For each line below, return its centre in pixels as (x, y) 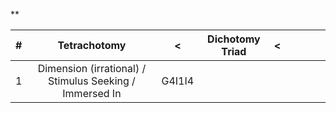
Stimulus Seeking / (92, 81)
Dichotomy (234, 39)
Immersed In (92, 93)
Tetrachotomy (92, 45)
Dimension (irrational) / (92, 68)
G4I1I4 (178, 81)
